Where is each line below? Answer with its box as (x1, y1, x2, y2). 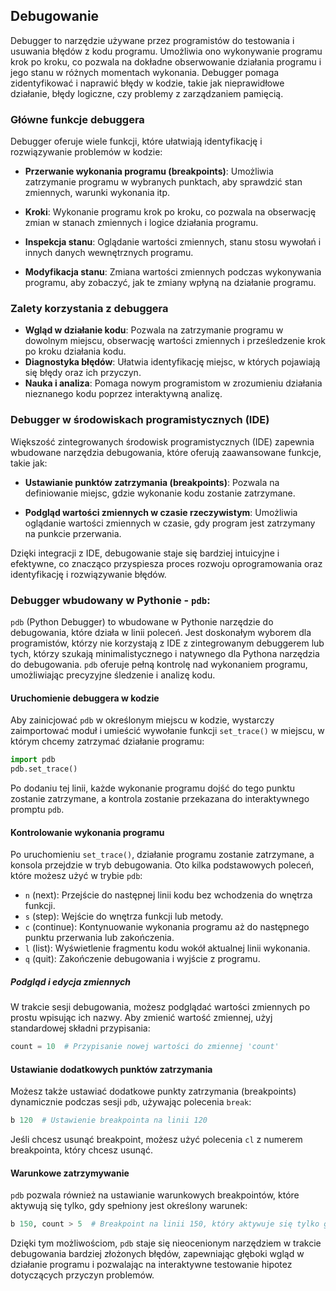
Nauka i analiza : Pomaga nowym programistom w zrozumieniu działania (24, 377, 323, 389)
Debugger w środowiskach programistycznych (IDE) (10, 413, 270, 427)
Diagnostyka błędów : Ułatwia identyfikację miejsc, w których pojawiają (24, 356, 321, 368)
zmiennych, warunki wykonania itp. (24, 187, 171, 199)
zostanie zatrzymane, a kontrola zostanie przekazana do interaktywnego (10, 792, 310, 804)
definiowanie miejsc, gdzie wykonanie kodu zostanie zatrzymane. (24, 487, 296, 499)
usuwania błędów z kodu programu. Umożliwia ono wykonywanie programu (10, 45, 323, 57)
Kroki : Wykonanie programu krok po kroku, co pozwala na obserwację (24, 206, 317, 218)
